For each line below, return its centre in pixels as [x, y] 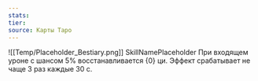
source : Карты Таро [40, 30]
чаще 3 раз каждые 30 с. [50, 69]
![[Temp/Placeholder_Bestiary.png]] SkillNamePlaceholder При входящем [129, 53]
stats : [19, 15]
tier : [17, 23]
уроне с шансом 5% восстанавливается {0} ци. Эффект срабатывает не [129, 61]
